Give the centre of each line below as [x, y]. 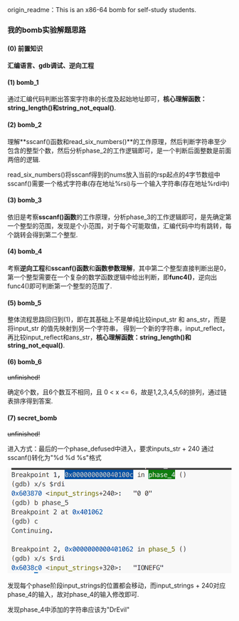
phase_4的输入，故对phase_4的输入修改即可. [73, 594]
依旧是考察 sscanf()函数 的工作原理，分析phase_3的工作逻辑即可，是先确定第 [119, 217]
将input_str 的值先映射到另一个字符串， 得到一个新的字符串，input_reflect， [118, 329]
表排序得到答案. [30, 401]
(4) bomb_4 [25, 252]
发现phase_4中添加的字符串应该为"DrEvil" [69, 609]
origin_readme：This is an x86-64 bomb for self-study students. [102, 10]
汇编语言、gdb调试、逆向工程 [51, 66]
